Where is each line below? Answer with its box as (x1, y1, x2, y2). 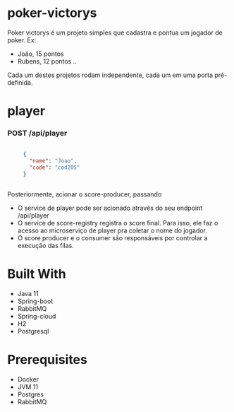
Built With (7, 266, 66, 282)
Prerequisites (7, 351, 88, 367)
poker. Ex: (7, 35, 37, 44)
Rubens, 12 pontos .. (17, 57, 78, 65)
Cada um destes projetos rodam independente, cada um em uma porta (7, 71, 214, 79)
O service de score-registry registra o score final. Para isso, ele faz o (17, 218, 218, 227)
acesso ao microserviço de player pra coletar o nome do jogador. (17, 226, 208, 235)
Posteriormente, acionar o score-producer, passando (7, 189, 162, 199)
